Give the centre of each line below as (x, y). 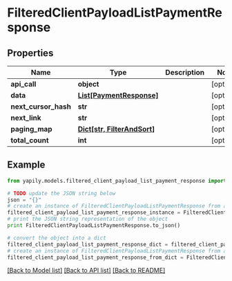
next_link (26, 118)
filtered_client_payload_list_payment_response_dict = (88, 244)
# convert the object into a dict (57, 238)
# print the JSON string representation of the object (88, 219)
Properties (30, 53)
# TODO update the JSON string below (61, 193)
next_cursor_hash (41, 107)
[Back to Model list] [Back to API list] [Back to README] (86, 271)
